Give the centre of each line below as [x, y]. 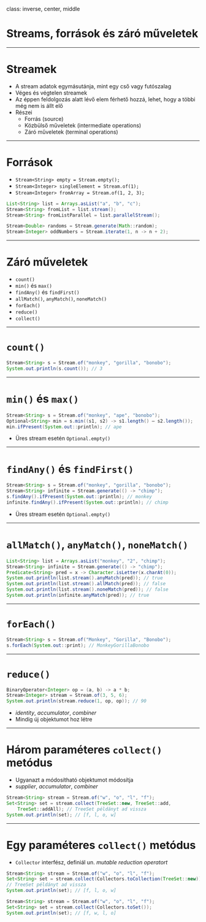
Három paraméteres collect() [84, 750]
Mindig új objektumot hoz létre [54, 720]
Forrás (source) [44, 118]
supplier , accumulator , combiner [56, 786]
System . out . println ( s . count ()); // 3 [55, 368]
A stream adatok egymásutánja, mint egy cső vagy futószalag [93, 86]
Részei [24, 112]
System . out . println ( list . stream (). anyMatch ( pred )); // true [85, 578]
